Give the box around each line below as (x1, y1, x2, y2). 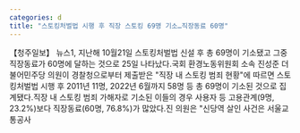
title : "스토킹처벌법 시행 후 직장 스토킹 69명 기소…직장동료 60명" (9, 21, 229, 30)
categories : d (9, 12, 63, 22)
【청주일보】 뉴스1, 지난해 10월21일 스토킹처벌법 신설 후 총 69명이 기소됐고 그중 (9, 46, 288, 58)
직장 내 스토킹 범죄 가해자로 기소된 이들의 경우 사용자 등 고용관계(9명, (32, 91, 275, 103)
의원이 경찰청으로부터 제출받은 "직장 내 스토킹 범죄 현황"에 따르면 (47, 69, 275, 80)
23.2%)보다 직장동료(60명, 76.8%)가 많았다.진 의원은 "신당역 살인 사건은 (9, 103, 266, 113)
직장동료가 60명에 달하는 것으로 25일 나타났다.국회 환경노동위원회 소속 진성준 (9, 58, 280, 69)
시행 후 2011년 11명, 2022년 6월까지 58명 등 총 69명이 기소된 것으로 (39, 80, 278, 91)
